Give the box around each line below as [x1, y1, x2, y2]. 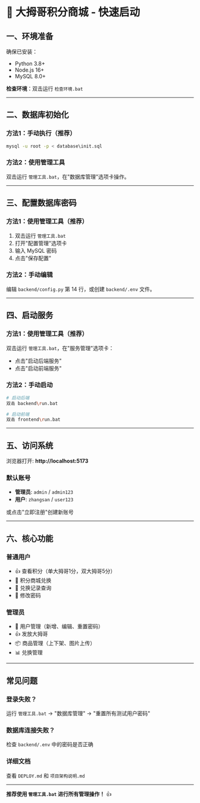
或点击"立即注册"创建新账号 [6, 508, 74, 516]
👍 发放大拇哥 [14, 630, 48, 638]
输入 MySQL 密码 [14, 247, 57, 254]
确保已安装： [6, 48, 37, 55]
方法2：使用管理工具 [6, 158, 65, 167]
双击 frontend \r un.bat [6, 416, 61, 423]
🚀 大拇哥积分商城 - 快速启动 [6, 5, 140, 19]
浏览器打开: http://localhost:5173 [6, 458, 89, 465]
